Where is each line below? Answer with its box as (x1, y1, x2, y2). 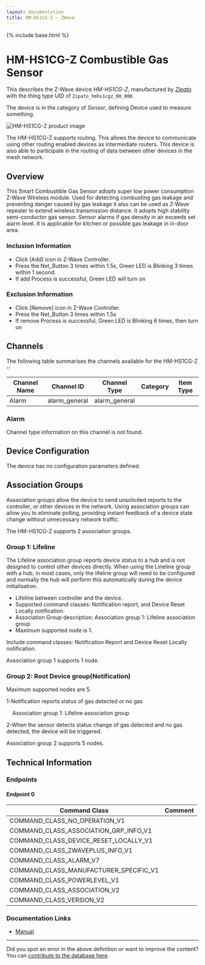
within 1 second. (15, 268, 56, 276)
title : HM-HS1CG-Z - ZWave (6, 15, 75, 21)
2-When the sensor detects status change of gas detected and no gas (6, 721, 183, 729)
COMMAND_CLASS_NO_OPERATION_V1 (9, 816, 125, 825)
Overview (6, 171, 45, 182)
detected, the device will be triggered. (6, 728, 103, 735)
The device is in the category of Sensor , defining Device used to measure (6, 104, 192, 112)
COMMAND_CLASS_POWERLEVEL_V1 (9, 876, 120, 884)
